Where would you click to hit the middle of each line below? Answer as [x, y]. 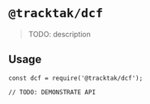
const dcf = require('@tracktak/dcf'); [76, 78]
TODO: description [60, 34]
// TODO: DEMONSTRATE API [52, 92]
